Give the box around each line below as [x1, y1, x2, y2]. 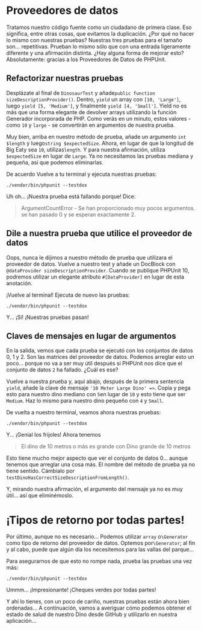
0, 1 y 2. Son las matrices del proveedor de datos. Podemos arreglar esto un [6, 353, 194, 361]
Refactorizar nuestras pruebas [6, 73, 124, 83]
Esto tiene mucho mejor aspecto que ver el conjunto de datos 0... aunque [6, 454, 188, 462]
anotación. [6, 279, 33, 287]
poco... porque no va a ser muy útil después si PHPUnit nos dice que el [6, 360, 182, 367]
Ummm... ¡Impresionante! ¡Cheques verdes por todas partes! [6, 587, 156, 594]
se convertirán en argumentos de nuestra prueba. [52, 121, 176, 129]
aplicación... [6, 617, 37, 625]
